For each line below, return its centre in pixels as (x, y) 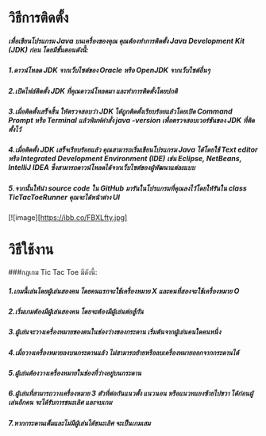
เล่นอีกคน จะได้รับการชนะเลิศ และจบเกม (60, 403)
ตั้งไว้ (15, 129)
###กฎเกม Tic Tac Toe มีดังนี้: (53, 272)
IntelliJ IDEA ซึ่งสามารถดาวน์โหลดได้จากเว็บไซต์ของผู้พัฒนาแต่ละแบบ (102, 168)
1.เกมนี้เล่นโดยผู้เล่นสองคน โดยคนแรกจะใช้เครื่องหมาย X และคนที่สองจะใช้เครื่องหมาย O (124, 291)
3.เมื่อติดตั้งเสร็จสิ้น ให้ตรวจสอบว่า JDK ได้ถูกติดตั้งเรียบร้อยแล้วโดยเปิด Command (120, 111)
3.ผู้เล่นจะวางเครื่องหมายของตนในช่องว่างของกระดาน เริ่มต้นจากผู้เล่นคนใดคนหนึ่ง (115, 332)
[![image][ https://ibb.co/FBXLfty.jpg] (68, 218)
